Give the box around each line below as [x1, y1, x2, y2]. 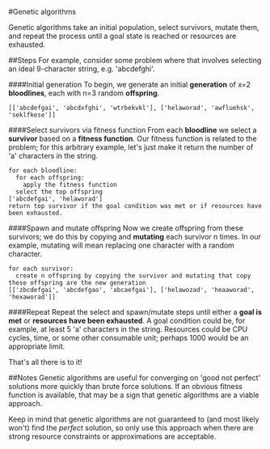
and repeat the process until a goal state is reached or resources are [8, 32, 237, 40]
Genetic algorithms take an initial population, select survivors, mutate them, [8, 23, 259, 32]
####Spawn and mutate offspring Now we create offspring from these [8, 223, 244, 233]
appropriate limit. [8, 341, 65, 351]
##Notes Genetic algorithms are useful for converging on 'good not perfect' [8, 373, 261, 383]
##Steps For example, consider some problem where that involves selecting [8, 56, 262, 65]
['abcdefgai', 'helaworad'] [8, 195, 103, 203]
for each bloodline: [8, 167, 78, 175]
